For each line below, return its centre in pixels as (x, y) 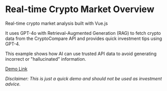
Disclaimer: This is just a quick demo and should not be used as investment (83, 78)
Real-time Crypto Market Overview (80, 9)
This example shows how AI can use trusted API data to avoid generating (81, 54)
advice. (13, 84)
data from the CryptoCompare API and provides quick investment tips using (84, 38)
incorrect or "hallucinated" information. (46, 59)
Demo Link (16, 69)
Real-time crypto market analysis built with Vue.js (57, 23)
